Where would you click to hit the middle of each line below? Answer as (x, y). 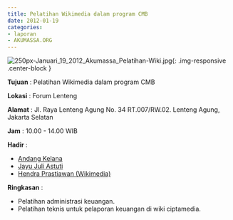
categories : (25, 27)
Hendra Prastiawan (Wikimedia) (64, 174)
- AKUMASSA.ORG (30, 41)
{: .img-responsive (199, 61)
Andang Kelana (40, 159)
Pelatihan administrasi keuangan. (66, 201)
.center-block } (30, 68)
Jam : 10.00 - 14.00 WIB (43, 131)
